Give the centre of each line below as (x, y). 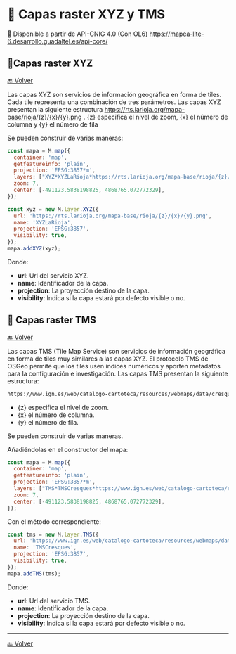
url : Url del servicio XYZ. (53, 275)
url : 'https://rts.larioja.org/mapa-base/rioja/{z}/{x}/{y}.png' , (113, 216)
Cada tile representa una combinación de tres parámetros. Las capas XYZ (114, 102)
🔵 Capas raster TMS (52, 320)
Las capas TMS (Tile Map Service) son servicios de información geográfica (117, 351)
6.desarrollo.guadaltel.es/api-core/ (58, 41)
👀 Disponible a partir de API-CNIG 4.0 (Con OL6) (78, 34)
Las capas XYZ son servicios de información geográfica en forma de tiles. (114, 94)
